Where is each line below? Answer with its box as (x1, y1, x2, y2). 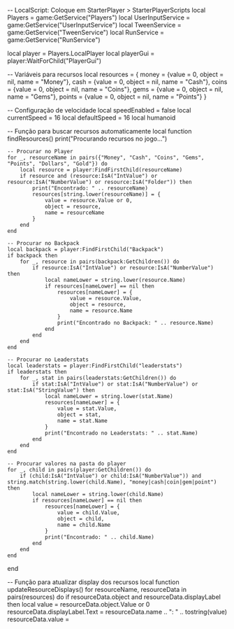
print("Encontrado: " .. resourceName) (32, 185, 149, 192)
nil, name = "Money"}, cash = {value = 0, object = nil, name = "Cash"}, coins (7, 78, 228, 86)
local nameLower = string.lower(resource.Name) (44, 276, 187, 283)
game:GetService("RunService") (7, 36, 101, 44)
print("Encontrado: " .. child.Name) (44, 534, 155, 541)
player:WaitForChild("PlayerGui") (7, 57, 102, 65)
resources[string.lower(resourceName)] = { (32, 191, 161, 198)
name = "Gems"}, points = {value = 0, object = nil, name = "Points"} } (7, 92, 207, 101)
